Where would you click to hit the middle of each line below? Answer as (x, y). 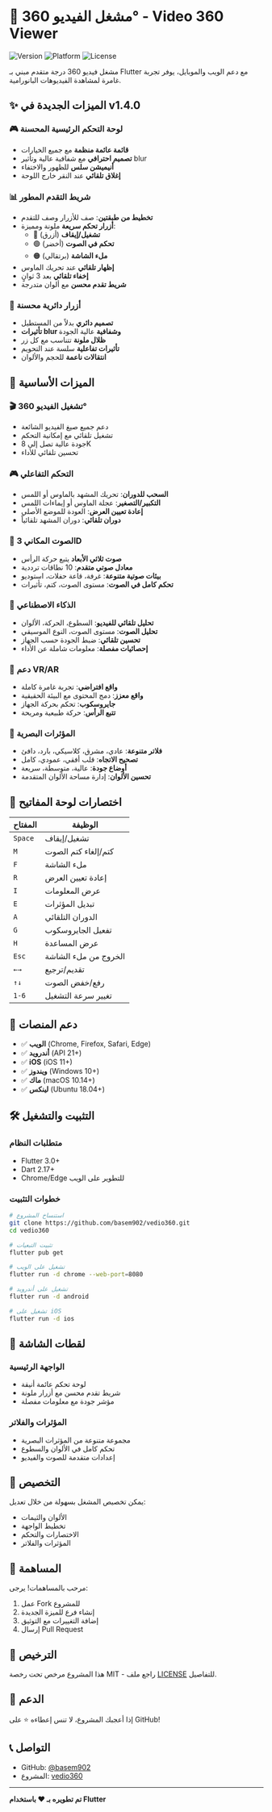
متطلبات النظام (36, 1143)
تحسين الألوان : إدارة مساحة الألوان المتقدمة (86, 777)
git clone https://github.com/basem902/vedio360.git (100, 1223)
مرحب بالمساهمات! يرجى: (48, 1588)
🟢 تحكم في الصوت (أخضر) (73, 243)
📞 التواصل (30, 1748)
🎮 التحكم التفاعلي (42, 474)
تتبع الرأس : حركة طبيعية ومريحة (68, 712)
